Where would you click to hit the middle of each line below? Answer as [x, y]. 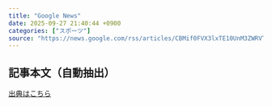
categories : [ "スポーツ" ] [49, 31]
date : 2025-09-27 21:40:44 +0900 [65, 23]
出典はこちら [30, 94]
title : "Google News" [45, 16]
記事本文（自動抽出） [62, 73]
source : [21, 38]
